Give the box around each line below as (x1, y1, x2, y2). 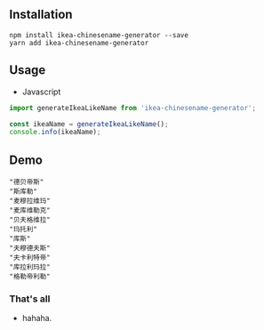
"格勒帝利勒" (9, 272, 51, 281)
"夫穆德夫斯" (9, 244, 51, 253)
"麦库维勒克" (9, 206, 51, 215)
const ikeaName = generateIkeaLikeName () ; (9, 119, 169, 128)
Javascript (21, 86, 61, 97)
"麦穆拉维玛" (9, 197, 51, 205)
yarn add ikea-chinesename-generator (9, 38, 149, 47)
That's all (9, 293, 51, 305)
